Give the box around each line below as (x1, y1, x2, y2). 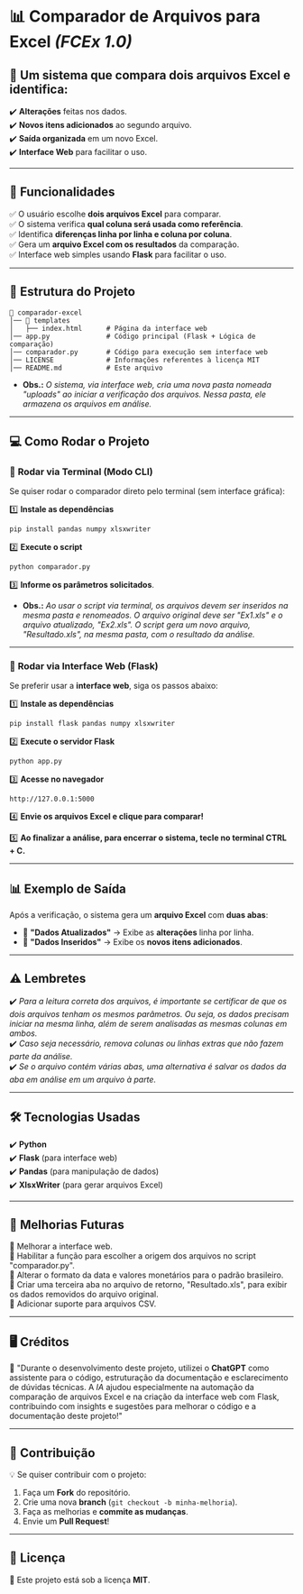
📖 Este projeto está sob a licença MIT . (9, 1574, 151, 1585)
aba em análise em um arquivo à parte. (9, 1074, 156, 1085)
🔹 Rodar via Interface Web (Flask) (9, 659, 160, 672)
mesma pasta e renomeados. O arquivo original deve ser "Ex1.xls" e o (22, 609, 283, 621)
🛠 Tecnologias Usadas (9, 1110, 141, 1125)
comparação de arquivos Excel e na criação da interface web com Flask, (9, 1391, 280, 1402)
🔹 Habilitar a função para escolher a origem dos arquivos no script (9, 1250, 256, 1261)
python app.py (9, 757, 63, 766)
